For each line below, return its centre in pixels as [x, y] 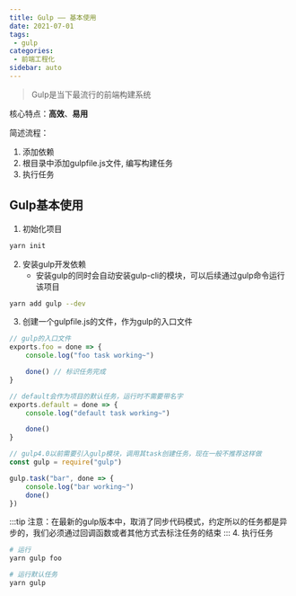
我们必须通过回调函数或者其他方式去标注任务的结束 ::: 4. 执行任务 [153, 533]
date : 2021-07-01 [42, 26]
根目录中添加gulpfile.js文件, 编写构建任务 [97, 163]
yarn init [28, 245]
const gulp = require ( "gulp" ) [66, 463]
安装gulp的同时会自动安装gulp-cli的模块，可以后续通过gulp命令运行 [160, 275]
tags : [19, 34]
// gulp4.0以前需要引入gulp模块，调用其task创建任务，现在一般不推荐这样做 [135, 454]
